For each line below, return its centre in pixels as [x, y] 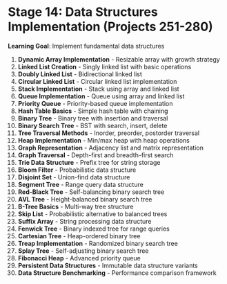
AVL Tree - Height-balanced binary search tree [85, 199]
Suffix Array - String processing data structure [85, 221]
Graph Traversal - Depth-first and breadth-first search [96, 155]
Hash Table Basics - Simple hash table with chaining [93, 111]
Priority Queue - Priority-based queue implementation [95, 103]
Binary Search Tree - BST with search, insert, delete [92, 125]
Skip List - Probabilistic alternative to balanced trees [92, 214]
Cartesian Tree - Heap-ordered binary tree [79, 236]
